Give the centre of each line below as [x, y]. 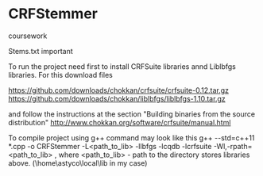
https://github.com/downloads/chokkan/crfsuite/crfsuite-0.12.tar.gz [118, 90]
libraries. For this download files [60, 75]
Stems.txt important [41, 51]
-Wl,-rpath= [233, 146]
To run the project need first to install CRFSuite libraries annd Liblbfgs [122, 66]
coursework [28, 36]
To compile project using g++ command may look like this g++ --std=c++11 [131, 138]
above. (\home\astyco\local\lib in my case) [78, 163]
